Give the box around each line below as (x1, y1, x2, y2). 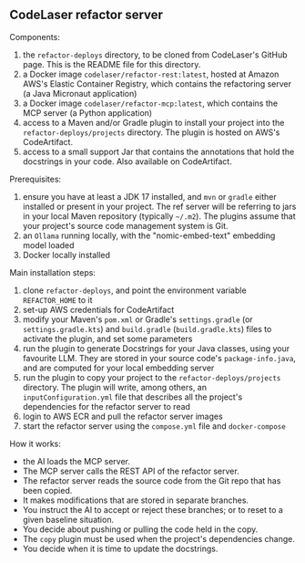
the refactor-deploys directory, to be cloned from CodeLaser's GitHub (22, 49, 289, 60)
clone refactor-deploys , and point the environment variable (22, 285, 248, 296)
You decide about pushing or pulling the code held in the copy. (22, 524, 259, 535)
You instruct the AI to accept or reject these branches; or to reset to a (22, 504, 284, 515)
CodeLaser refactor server (9, 7, 164, 23)
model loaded (22, 239, 75, 250)
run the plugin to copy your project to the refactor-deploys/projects (22, 371, 281, 382)
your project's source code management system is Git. (22, 220, 229, 231)
